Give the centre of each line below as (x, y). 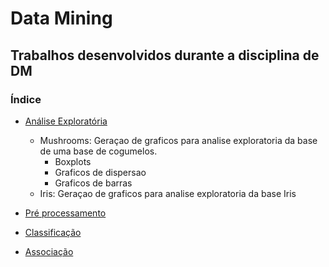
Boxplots (73, 161)
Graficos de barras (93, 183)
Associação (49, 251)
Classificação (53, 232)
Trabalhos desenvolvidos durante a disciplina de (165, 55)
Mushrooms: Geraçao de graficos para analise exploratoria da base (178, 140)
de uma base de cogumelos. (98, 151)
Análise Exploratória (66, 121)
